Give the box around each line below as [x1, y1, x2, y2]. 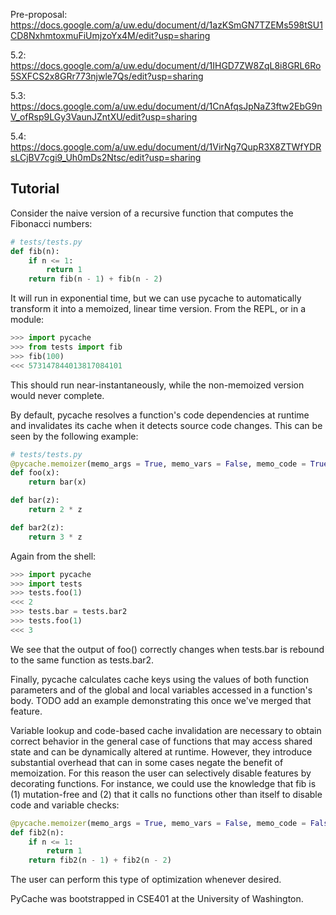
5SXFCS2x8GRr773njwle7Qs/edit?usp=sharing [10, 70, 204, 82]
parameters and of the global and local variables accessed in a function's [10, 684, 313, 696]
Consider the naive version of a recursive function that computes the [10, 207, 294, 219]
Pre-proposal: [10, 9, 68, 20]
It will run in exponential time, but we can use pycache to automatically [10, 292, 302, 304]
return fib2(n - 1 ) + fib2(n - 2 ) [28, 855, 172, 866]
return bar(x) [28, 477, 87, 488]
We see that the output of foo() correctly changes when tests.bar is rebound [10, 643, 325, 655]
